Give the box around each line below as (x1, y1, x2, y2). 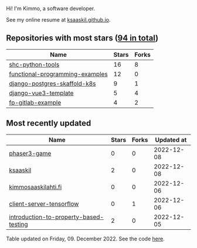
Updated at (155, 136, 187, 144)
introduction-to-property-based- (9, 213, 104, 221)
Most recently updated (6, 118, 91, 128)
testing (9, 220, 28, 228)
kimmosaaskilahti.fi (9, 182, 62, 191)
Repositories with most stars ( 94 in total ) (6, 33, 159, 43)
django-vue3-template (9, 89, 74, 97)
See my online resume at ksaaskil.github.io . (6, 16, 111, 23)
